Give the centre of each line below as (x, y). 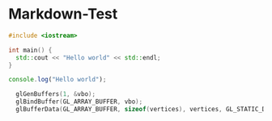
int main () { (30, 50)
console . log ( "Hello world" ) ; (57, 80)
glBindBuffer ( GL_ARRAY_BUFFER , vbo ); (79, 102)
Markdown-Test (63, 14)
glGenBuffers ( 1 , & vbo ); (55, 94)
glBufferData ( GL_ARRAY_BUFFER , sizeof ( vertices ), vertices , (119, 110)
